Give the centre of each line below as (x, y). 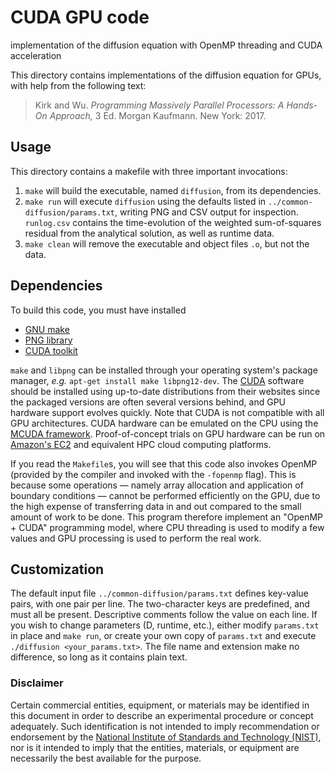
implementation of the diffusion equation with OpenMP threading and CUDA (166, 45)
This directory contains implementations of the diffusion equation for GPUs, (166, 75)
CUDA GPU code (80, 17)
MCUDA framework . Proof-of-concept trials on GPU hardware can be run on (168, 433)
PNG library (48, 340)
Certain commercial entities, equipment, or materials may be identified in (160, 705)
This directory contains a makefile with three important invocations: (149, 171)
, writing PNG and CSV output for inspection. (206, 212)
